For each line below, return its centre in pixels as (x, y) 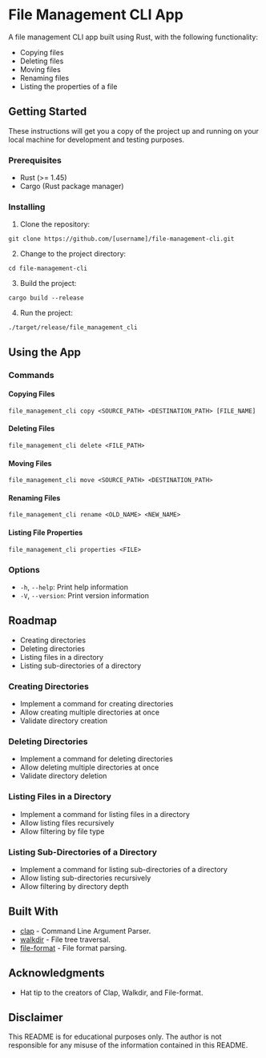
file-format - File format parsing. (73, 947)
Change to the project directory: (73, 254)
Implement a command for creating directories (97, 704)
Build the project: (48, 284)
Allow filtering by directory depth (74, 886)
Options (24, 569)
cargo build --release (46, 298)
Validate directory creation (64, 721)
